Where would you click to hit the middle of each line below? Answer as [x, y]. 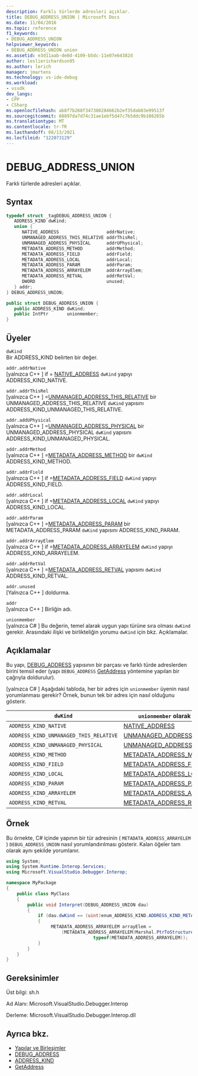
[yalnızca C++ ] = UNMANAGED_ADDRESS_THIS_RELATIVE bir [81, 397]
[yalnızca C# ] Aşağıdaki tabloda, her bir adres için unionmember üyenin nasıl [98, 689]
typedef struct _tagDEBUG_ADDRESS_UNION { [59, 216]
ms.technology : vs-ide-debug [42, 77]
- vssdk [16, 89]
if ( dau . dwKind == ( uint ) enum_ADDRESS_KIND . [93, 916]
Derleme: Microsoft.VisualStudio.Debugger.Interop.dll [71, 1015]
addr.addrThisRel [27, 391]
